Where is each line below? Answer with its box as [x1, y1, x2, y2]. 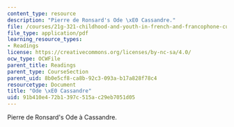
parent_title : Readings [7, 62, 77, 69]
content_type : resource [7, 10, 77, 17]
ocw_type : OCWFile [7, 56, 61, 62]
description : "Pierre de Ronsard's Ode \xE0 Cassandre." [7, 17, 176, 24]
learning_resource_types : [7, 36, 82, 43]
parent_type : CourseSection [7, 68, 89, 75]
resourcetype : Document [7, 81, 77, 88]
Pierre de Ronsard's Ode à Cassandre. [7, 113, 117, 121]
